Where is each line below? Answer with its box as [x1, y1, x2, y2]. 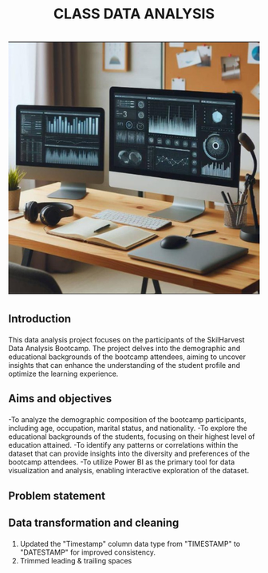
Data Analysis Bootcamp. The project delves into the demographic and [8, 343, 241, 353]
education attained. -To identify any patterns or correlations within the [8, 441, 238, 450]
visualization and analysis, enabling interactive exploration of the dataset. [8, 466, 250, 476]
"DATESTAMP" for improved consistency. [19, 547, 156, 557]
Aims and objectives [8, 392, 112, 405]
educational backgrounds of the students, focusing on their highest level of [8, 432, 255, 441]
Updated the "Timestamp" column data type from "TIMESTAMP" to [19, 539, 241, 549]
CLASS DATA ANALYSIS [53, 5, 215, 23]
